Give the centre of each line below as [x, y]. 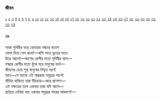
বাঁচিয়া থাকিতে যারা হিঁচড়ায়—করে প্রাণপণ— [35, 81]
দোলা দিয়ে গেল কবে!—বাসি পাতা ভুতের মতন [36, 53]
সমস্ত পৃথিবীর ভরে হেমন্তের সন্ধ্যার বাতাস [32, 47]
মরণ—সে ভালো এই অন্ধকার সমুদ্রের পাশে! [34, 75]
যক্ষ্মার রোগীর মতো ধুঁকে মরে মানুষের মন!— [35, 64]
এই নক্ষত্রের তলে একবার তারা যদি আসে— [34, 86]
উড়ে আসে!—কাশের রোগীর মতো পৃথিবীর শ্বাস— [39, 58]
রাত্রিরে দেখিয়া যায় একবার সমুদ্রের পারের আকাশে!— [41, 92]
